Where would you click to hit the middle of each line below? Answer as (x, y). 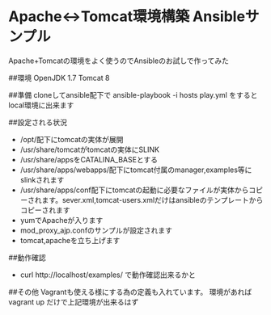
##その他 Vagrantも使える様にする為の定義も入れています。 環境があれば (130, 292)
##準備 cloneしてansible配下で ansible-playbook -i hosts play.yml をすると (133, 94)
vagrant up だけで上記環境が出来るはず (74, 302)
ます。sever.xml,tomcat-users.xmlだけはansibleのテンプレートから (152, 199)
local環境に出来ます (41, 105)
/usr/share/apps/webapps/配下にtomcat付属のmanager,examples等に (136, 170)
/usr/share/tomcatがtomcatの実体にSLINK (90, 149)
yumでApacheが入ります (61, 220)
